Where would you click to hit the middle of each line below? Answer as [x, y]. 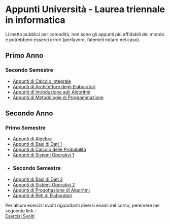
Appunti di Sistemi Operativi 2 [44, 184]
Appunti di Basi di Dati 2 [38, 179]
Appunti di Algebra [32, 139]
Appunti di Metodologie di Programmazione [58, 97]
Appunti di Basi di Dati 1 [37, 144]
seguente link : [21, 211]
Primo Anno [24, 56]
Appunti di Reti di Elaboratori [42, 195]
